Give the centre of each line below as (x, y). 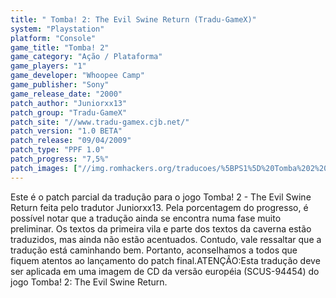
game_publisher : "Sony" (60, 85)
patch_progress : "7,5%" (60, 159)
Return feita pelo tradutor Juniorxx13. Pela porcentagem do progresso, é (159, 207)
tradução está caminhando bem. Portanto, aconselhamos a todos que (154, 250)
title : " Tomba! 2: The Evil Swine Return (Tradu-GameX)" (133, 19)
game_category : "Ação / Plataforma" (86, 57)
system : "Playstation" (57, 29)
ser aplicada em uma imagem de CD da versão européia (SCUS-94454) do (165, 271)
